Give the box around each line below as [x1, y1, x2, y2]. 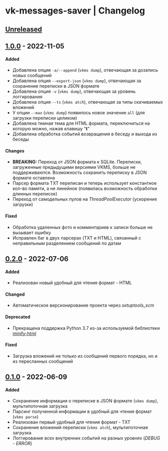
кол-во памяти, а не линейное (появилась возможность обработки [12, 185, 157, 191]
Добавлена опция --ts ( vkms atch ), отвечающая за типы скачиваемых [12, 99, 163, 105]
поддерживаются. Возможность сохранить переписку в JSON [12, 169, 147, 175]
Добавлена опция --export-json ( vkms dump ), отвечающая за [12, 78, 141, 84]
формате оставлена [12, 175, 55, 181]
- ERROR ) [12, 440, 33, 446]
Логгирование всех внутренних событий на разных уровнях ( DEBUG [12, 435, 160, 441]
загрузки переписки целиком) [12, 115, 78, 121]
